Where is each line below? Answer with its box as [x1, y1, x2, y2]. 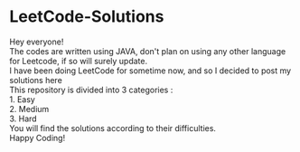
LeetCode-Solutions [9, 6, 164, 27]
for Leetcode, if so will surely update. [9, 55, 148, 66]
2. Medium [9, 103, 50, 114]
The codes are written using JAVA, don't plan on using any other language [9, 45, 286, 56]
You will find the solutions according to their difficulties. [9, 122, 217, 133]
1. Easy [9, 93, 36, 105]
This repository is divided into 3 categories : [9, 84, 173, 95]
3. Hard [9, 113, 38, 124]
